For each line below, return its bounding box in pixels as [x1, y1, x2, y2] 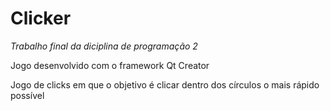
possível [10, 89, 45, 101]
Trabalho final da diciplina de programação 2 [10, 40, 198, 52]
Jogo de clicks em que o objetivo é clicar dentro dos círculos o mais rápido [10, 78, 320, 91]
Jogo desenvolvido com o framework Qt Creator [10, 59, 210, 71]
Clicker [10, 7, 72, 30]
